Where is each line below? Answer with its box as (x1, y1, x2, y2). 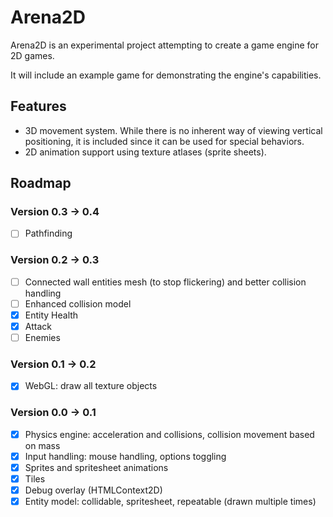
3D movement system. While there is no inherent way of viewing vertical (24, 124, 323, 136)
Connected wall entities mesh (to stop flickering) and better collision (24, 276, 307, 288)
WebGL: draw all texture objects (24, 380, 158, 392)
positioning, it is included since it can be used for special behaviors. (24, 135, 305, 147)
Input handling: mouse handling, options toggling (24, 450, 227, 462)
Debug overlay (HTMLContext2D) (24, 484, 163, 496)
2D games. (10, 49, 55, 61)
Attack (24, 320, 52, 332)
